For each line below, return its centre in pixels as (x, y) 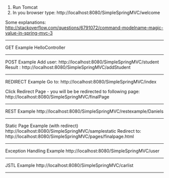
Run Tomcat (25, 7)
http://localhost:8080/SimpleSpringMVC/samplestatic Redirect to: (73, 131)
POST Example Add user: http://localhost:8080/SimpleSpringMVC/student (82, 62)
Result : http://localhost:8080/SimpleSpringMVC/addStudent (68, 67)
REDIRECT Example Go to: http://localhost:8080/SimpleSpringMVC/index (81, 82)
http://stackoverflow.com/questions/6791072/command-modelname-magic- (84, 28)
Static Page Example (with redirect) (42, 126)
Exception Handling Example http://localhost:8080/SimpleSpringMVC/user (82, 151)
